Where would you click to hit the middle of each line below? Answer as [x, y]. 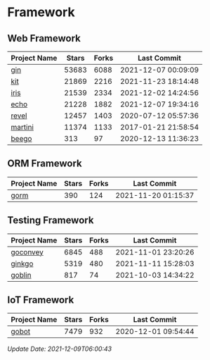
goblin [21, 275]
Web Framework [44, 38]
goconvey [27, 252]
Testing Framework [51, 220]
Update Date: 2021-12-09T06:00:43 [60, 349]
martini [22, 127]
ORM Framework [45, 164]
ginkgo [22, 263]
